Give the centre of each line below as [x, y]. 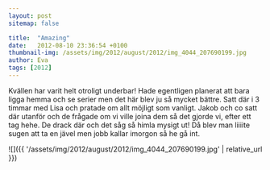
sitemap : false [34, 23]
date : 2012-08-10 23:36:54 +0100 [68, 45]
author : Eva [28, 60]
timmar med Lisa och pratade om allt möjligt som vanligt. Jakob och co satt [133, 108]
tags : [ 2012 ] [30, 68]
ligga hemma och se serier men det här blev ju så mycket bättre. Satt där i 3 [134, 99]
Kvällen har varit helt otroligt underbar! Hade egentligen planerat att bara [129, 90]
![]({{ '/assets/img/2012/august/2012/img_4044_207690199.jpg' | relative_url [135, 149]
